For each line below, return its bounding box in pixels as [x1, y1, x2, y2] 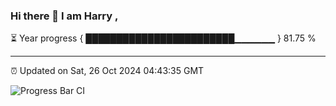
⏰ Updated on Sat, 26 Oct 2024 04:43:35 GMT [10, 65, 205, 77]
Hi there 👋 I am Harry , [10, 9, 119, 23]
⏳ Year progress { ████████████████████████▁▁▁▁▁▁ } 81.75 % [10, 32, 317, 44]
